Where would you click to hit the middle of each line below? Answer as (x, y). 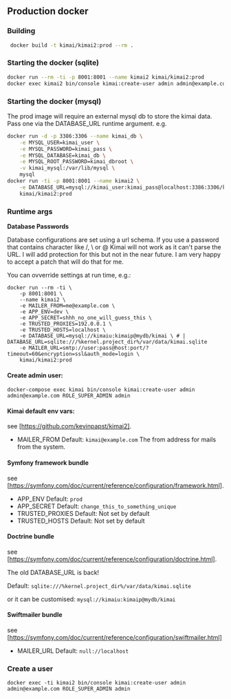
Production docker (48, 11)
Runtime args (30, 211)
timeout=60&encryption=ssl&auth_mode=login (70, 354)
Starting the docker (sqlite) (53, 63)
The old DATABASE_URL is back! (53, 572)
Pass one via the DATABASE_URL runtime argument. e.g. (87, 123)
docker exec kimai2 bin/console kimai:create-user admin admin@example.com (118, 83)
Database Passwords (38, 226)
